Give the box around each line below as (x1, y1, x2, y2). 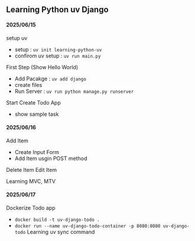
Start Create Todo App (6, 99, 61, 106)
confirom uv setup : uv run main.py (14, 52, 101, 59)
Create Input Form (14, 148, 60, 155)
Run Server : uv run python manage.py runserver (14, 87, 134, 95)
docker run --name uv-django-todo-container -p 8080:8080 (14, 223, 161, 229)
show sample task (14, 110, 59, 118)
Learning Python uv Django (6, 5, 109, 15)
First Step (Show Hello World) (6, 63, 79, 70)
